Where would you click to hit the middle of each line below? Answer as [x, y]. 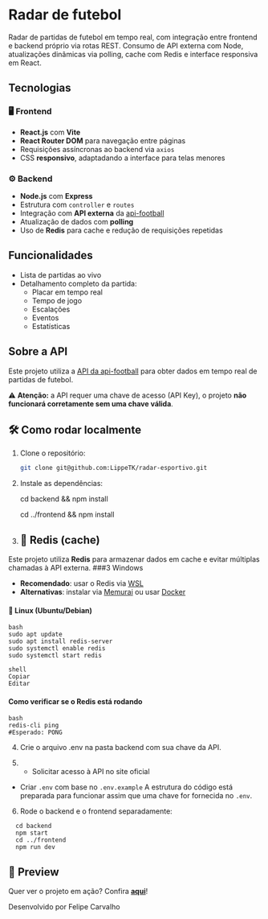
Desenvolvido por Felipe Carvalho [64, 907]
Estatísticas [51, 326]
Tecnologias [40, 88]
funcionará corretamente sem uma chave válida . [91, 403]
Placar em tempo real [67, 292]
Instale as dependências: [61, 484]
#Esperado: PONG [35, 733]
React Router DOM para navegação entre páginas [103, 140]
